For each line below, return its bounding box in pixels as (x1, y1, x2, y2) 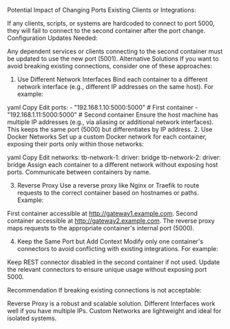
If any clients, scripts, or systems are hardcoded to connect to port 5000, (7, 19, 215, 27)
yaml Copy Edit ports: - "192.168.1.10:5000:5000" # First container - (7, 103, 198, 111)
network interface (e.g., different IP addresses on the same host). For (17, 83, 214, 90)
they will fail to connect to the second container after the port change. (7, 27, 206, 34)
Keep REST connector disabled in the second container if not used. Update (7, 258, 220, 266)
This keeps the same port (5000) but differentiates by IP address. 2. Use (7, 126, 213, 133)
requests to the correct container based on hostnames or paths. (17, 189, 199, 197)
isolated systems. (7, 314, 57, 322)
